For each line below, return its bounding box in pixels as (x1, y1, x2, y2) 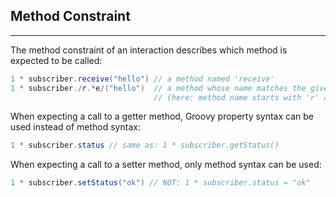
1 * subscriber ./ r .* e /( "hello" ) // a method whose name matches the (10, 83, 307, 93)
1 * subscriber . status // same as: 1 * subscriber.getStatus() (10, 140, 280, 151)
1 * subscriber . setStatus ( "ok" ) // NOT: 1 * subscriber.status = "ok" (10, 178, 311, 188)
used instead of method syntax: (10, 121, 141, 133)
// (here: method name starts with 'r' (153, 92, 320, 103)
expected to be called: (10, 54, 103, 66)
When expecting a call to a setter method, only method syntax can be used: (10, 159, 322, 171)
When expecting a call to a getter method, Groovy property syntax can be (10, 110, 315, 123)
